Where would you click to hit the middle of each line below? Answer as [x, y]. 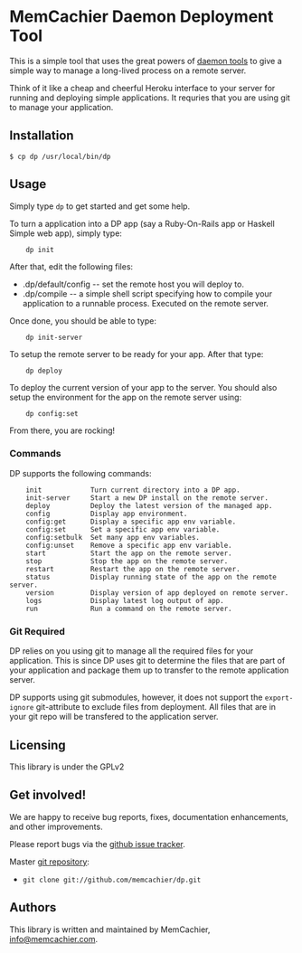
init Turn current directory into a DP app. [133, 490]
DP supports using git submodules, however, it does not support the [136, 697]
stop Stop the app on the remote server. [127, 561]
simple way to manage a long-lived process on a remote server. [128, 71]
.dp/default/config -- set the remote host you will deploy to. [133, 284]
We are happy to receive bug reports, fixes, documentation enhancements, [149, 816]
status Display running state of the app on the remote [151, 577]
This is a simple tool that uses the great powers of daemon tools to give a [146, 61]
